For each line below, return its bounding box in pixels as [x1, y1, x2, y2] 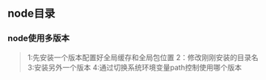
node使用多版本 [7, 33, 70, 44]
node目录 [7, 6, 56, 21]
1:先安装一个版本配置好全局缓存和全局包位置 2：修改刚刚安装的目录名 [27, 52, 259, 62]
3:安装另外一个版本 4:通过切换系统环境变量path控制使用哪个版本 [27, 62, 242, 72]
